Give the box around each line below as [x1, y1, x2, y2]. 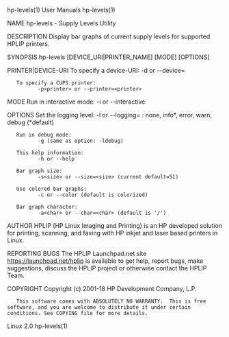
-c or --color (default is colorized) [37, 191, 148, 198]
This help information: [16, 150, 84, 156]
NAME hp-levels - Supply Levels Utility [7, 19, 116, 27]
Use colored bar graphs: [16, 185, 87, 192]
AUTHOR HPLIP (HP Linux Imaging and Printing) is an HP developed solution [7, 222, 223, 229]
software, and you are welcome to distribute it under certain [7, 304, 191, 311]
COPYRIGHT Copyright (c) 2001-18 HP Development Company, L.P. [7, 285, 197, 292]
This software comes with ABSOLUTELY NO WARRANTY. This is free [16, 298, 206, 305]
